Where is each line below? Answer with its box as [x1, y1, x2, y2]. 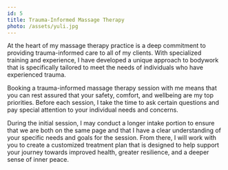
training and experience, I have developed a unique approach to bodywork [7, 56, 219, 64]
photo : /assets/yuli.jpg [7, 23, 79, 29]
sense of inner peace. [7, 156, 70, 164]
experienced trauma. [7, 71, 67, 79]
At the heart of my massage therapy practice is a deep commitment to [7, 42, 207, 50]
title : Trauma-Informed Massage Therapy [7, 16, 125, 23]
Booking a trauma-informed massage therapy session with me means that [7, 84, 217, 93]
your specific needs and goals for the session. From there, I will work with [7, 134, 217, 142]
